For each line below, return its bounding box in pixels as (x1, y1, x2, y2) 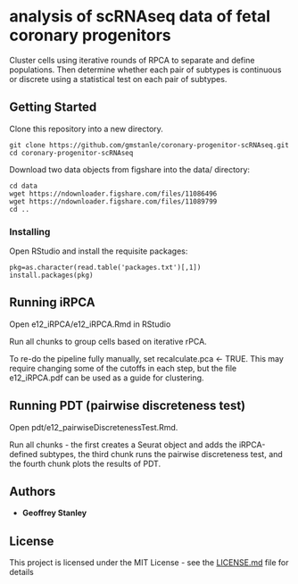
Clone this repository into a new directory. (9, 123, 163, 134)
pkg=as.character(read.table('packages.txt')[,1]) (9, 263, 202, 272)
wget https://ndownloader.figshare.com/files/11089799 (9, 196, 218, 206)
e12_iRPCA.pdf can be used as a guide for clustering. (9, 372, 204, 383)
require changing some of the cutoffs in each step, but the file (9, 363, 237, 373)
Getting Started (9, 100, 97, 115)
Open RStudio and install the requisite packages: (9, 246, 188, 256)
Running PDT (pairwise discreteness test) (9, 398, 246, 413)
